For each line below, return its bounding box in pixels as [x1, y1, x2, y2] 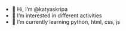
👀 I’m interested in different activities [11, 12, 102, 19]
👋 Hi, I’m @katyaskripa [11, 6, 68, 13]
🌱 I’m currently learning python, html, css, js [11, 18, 121, 25]
